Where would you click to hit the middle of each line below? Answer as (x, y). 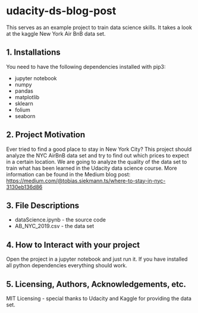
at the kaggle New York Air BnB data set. (56, 33)
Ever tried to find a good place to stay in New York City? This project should (99, 149)
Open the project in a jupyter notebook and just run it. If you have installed (97, 259)
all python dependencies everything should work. (67, 265)
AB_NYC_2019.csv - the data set (54, 226)
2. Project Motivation (46, 135)
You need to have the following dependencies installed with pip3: (86, 67)
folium (23, 110)
